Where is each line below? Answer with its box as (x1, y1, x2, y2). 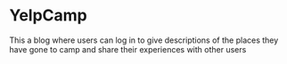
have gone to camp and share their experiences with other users (9, 44, 247, 54)
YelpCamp (9, 5, 87, 26)
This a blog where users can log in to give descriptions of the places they (9, 35, 279, 45)
